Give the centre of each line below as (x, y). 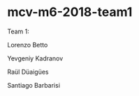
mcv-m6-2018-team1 (70, 12)
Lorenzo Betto (28, 45)
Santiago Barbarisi (34, 85)
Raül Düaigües (28, 72)
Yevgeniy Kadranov (35, 58)
